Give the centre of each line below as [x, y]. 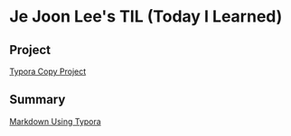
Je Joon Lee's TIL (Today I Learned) [146, 17]
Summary [38, 100]
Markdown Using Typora [55, 121]
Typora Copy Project [48, 71]
